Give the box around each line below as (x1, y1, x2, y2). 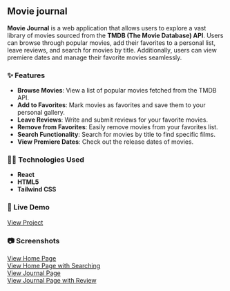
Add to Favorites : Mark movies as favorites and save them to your (17, 101, 206, 109)
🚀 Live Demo (7, 203, 50, 212)
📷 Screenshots (7, 236, 60, 245)
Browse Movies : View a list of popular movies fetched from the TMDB (17, 86, 217, 95)
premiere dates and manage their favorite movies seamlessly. (7, 53, 182, 62)
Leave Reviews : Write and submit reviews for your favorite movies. (17, 115, 209, 124)
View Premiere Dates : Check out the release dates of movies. (17, 138, 194, 146)
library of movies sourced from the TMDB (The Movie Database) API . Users (7, 31, 224, 39)
